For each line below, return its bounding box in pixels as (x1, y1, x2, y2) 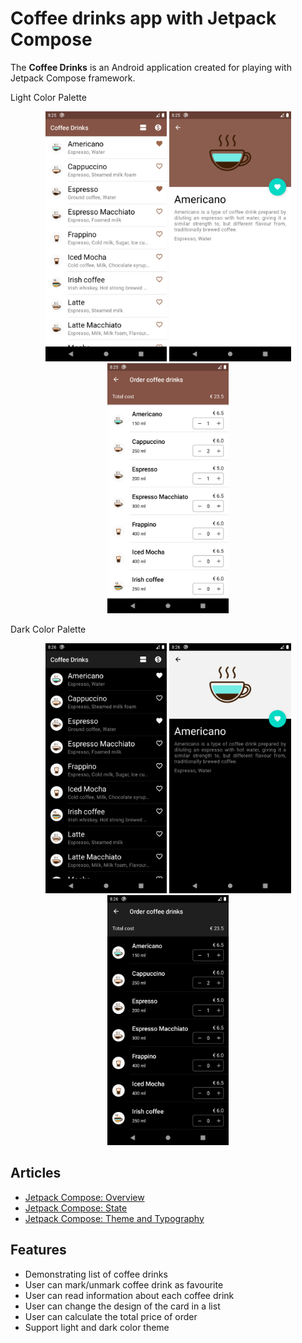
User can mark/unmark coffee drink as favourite (24, 1278, 224, 1291)
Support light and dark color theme (24, 1321, 170, 1333)
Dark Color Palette (10, 623, 87, 635)
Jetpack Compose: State (24, 1202, 128, 1214)
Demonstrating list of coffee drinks (24, 1268, 168, 1280)
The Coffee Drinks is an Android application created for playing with (10, 61, 292, 73)
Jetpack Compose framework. (10, 72, 136, 84)
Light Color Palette (10, 91, 87, 103)
